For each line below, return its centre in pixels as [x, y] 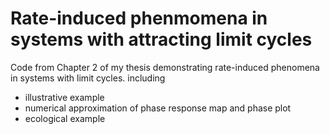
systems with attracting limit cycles [161, 39]
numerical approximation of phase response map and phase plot [158, 108]
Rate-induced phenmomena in [139, 18]
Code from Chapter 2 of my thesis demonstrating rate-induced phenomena [165, 67]
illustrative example [64, 97]
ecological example [65, 118]
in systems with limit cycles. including [88, 78]
